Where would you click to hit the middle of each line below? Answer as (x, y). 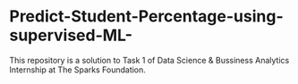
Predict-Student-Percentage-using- (146, 17)
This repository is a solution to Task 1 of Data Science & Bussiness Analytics (149, 60)
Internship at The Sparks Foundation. (77, 70)
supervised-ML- (71, 35)
